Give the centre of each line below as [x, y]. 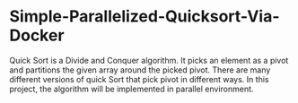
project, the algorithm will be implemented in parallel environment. [131, 89]
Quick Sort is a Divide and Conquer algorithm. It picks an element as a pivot [149, 60]
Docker [37, 35]
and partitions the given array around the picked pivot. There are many [140, 70]
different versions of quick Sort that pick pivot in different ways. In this [139, 79]
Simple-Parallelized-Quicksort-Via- [145, 17]
